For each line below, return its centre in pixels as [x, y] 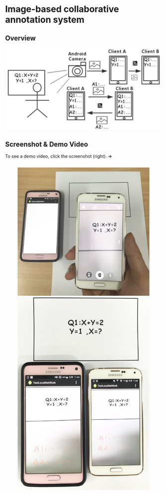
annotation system [45, 20]
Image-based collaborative [62, 9]
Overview [21, 38]
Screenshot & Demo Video [47, 144]
